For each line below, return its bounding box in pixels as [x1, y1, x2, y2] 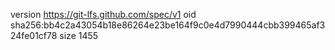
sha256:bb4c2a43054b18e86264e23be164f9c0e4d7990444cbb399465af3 [10, 19, 326, 31]
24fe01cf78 [10, 30, 58, 41]
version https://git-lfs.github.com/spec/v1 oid [10, 9, 197, 20]
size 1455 [59, 30, 99, 41]
